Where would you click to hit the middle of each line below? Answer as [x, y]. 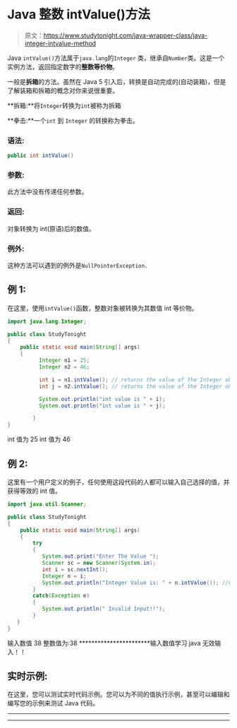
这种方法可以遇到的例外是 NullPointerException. [78, 265]
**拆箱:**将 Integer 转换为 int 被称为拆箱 [64, 105]
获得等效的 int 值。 [35, 491]
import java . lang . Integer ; [47, 321]
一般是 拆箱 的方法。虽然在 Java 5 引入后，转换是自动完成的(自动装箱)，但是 [117, 81]
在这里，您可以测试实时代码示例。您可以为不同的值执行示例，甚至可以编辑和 [119, 694]
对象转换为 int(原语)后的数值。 [51, 228]
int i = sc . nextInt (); [75, 569]
